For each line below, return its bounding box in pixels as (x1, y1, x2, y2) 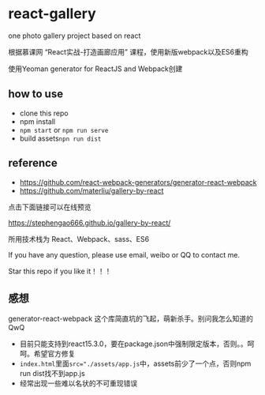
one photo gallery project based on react (8, 31, 141, 40)
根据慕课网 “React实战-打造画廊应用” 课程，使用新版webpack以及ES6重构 (8, 47, 248, 56)
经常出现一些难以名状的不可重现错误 (19, 378, 138, 388)
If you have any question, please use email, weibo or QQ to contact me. (8, 250, 241, 259)
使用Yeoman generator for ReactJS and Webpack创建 (8, 64, 183, 73)
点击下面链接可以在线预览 (8, 202, 91, 212)
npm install (19, 116, 56, 126)
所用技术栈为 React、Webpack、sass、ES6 (8, 234, 150, 243)
